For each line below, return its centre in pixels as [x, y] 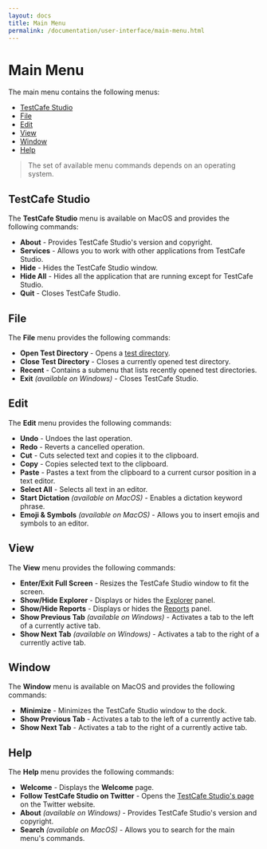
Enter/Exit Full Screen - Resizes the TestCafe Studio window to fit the [134, 583]
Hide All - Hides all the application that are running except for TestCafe [136, 276]
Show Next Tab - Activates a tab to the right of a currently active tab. [133, 728]
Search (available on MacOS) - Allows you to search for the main [127, 830]
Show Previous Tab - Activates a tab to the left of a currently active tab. [138, 719]
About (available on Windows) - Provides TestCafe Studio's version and [138, 813]
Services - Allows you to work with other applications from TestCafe [132, 251]
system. [41, 174]
